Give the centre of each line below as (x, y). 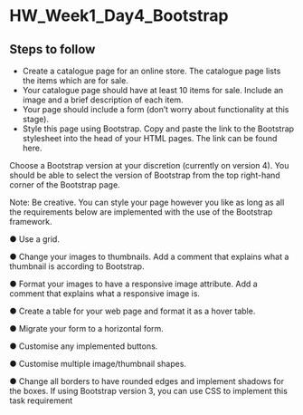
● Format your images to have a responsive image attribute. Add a (133, 284)
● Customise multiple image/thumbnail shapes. (98, 364)
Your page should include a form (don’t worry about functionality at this (156, 109)
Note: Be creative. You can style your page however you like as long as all (147, 202)
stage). (36, 119)
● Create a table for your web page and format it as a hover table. (133, 311)
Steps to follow (52, 49)
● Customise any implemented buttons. (84, 346)
